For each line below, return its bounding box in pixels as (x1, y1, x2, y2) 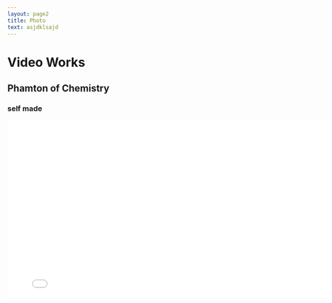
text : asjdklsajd (7, 23, 59, 31)
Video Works (7, 54, 86, 70)
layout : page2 (7, 10, 50, 18)
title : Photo (7, 17, 46, 24)
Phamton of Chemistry (7, 82, 110, 94)
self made (7, 104, 43, 114)
